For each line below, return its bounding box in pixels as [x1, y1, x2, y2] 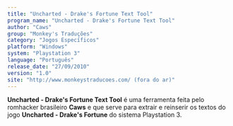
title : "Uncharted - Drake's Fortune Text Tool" [7, 10, 153, 18]
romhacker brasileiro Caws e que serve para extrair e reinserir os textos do [7, 103, 226, 112]
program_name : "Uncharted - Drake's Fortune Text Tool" [7, 17, 175, 24]
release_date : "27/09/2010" [7, 63, 90, 70]
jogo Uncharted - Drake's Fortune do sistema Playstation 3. [7, 110, 182, 119]
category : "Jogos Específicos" [7, 37, 100, 44]
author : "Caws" [7, 23, 52, 30]
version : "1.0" [7, 69, 52, 76]
